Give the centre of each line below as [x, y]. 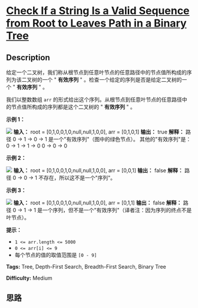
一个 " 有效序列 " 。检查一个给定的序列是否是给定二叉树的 [112, 80]
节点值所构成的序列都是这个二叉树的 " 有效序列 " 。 [73, 107]
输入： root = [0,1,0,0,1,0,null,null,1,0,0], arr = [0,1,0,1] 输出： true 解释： [99, 132]
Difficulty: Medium [29, 278]
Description [28, 57]
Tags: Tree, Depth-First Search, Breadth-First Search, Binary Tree [86, 267]
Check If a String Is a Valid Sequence [98, 11]
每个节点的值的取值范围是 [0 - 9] [56, 255]
